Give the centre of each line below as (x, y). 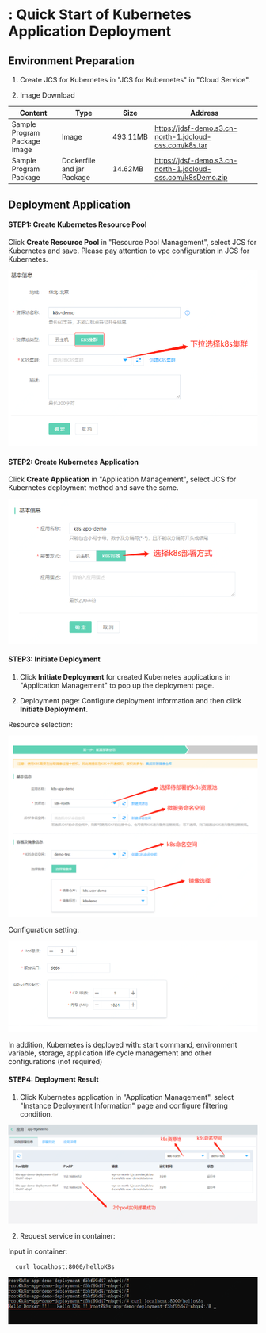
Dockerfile (79, 161)
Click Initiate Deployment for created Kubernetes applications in (125, 677)
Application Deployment (90, 31)
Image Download (47, 95)
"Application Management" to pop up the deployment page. (117, 686)
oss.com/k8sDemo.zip (191, 177)
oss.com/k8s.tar (181, 145)
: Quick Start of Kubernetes (100, 15)
